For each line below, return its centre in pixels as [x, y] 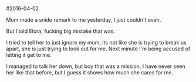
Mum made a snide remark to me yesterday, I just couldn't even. [84, 20]
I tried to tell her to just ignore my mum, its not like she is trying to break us [96, 42]
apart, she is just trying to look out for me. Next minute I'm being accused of [98, 49]
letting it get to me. [29, 55]
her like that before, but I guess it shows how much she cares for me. [90, 72]
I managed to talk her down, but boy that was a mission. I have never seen [96, 66]
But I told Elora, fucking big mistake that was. [61, 31]
